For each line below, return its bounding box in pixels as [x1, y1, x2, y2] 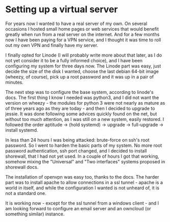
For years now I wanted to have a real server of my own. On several [5, 20, 148, 27]
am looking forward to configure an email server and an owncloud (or [5, 205, 152, 211]
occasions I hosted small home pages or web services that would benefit [5, 26, 159, 32]
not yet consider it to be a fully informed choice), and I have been [5, 57, 143, 63]
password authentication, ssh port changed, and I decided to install [5, 147, 147, 154]
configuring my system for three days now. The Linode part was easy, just [5, 63, 161, 69]
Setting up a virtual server [5, 4, 118, 15]
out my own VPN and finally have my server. [5, 42, 99, 48]
